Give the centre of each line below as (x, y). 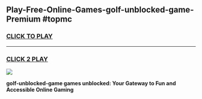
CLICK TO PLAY (29, 37)
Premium (23, 19)
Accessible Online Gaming (40, 89)
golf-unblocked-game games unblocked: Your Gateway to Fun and (91, 83)
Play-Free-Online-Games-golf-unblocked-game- (100, 10)
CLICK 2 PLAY (27, 59)
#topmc (57, 19)
